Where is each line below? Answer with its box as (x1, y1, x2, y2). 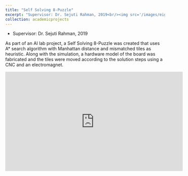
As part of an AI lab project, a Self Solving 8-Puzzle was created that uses (5, 40, 160, 46)
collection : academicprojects (5, 17, 69, 22)
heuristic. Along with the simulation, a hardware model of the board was (5, 51, 156, 57)
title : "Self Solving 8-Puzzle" (5, 7, 73, 13)
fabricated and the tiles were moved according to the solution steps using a (5, 56, 163, 63)
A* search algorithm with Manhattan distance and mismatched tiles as (5, 46, 151, 52)
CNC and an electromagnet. (5, 62, 64, 68)
